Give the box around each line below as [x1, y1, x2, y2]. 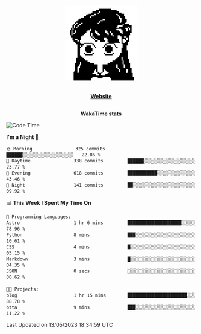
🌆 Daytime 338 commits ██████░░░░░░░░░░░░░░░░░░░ [6, 158, 196, 164]
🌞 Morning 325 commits [6, 146, 105, 152]
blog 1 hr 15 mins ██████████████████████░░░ [6, 292, 196, 298]
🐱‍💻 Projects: [6, 286, 39, 292]
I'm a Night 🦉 [6, 133, 39, 141]
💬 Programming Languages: [6, 214, 71, 220]
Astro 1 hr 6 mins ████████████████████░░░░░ [6, 220, 196, 226]
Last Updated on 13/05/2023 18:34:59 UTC [6, 321, 113, 329]
